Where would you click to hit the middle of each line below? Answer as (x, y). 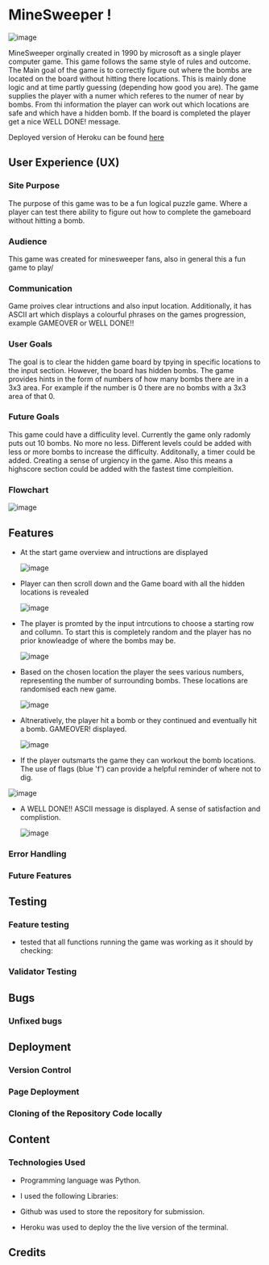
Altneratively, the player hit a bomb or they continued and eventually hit (139, 720)
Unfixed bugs (35, 1021)
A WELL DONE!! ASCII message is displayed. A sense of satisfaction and (140, 809)
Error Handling (37, 854)
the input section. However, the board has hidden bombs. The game (121, 370)
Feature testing (39, 925)
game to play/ (31, 267)
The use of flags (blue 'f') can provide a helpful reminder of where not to (141, 768)
